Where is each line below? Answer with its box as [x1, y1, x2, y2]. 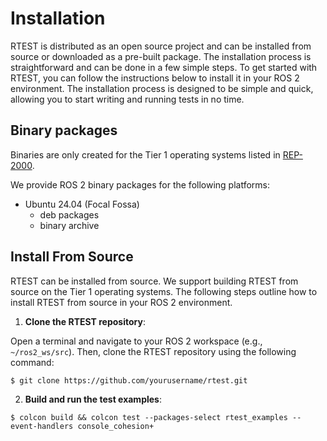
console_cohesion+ [77, 421, 155, 431]
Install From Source [10, 248, 134, 266]
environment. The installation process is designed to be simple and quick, [10, 82, 314, 94]
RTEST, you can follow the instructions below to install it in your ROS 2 [10, 72, 300, 84]
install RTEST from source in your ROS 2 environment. [10, 296, 233, 308]
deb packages [39, 208, 100, 221]
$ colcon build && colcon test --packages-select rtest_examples [10, 412, 288, 422]
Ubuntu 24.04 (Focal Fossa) [24, 198, 140, 210]
